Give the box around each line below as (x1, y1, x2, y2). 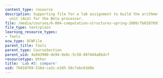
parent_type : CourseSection (5, 47, 62, 52)
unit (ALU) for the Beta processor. (9, 16, 83, 21)
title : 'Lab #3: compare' (5, 61, 57, 66)
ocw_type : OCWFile (5, 39, 42, 44)
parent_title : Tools (5, 43, 47, 48)
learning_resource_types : (5, 30, 57, 34)
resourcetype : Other (5, 57, 47, 62)
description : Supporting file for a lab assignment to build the (5, 12, 140, 16)
